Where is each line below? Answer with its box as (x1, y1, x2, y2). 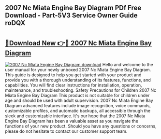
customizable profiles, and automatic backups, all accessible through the (5, 108, 151, 113)
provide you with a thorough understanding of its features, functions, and (5, 77, 151, 83)
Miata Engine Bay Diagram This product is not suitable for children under (5, 93, 150, 98)
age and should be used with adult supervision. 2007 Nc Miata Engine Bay (5, 97, 153, 103)
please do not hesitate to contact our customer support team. (5, 128, 128, 134)
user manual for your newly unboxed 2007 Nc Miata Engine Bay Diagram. (5, 67, 151, 72)
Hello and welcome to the (102, 62, 153, 67)
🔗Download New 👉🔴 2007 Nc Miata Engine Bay (5, 39, 152, 47)
